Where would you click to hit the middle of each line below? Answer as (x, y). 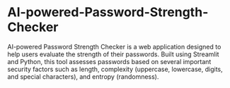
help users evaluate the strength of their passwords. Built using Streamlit (113, 54)
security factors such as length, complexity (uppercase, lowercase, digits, (115, 69)
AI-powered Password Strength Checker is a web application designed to (114, 46)
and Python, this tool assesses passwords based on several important (109, 61)
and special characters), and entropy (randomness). (83, 76)
